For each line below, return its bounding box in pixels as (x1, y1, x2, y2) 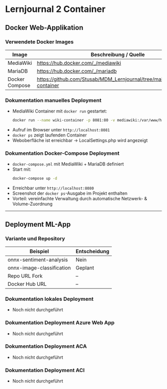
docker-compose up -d (12, 176, 57, 181)
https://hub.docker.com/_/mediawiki (36, 59, 121, 66)
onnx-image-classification (7, 264, 71, 271)
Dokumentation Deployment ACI (5, 367, 85, 374)
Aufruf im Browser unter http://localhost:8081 (12, 127, 110, 133)
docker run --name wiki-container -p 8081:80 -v (12, 118, 115, 123)
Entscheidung (76, 248, 109, 255)
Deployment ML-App (5, 220, 71, 229)
